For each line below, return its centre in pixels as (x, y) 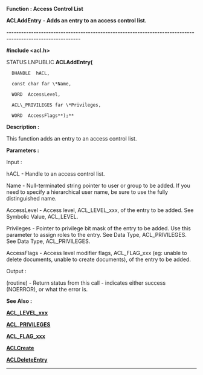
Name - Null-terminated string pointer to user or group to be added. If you (98, 185)
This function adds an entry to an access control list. (72, 138)
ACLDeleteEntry (27, 360)
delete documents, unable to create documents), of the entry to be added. (99, 259)
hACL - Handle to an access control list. (56, 174)
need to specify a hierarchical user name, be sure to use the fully (87, 192)
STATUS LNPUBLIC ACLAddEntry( (50, 62)
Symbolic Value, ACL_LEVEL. (42, 217)
